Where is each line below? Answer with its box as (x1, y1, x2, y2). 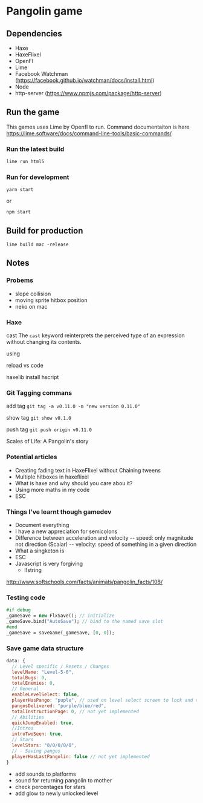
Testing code (6, 593, 46, 602)
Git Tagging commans (6, 389, 72, 397)
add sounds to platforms (14, 770, 77, 778)
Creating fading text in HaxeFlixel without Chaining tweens (14, 466, 161, 474)
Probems (6, 276, 34, 284)
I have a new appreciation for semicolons (14, 528, 118, 535)
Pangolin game (6, 4, 83, 18)
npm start (6, 209, 31, 215)
